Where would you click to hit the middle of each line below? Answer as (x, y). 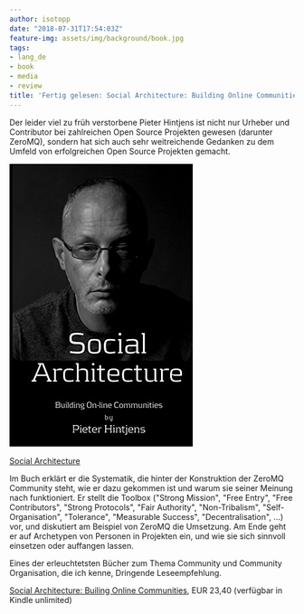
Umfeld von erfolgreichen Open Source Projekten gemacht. (120, 151)
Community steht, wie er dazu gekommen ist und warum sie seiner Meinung (152, 487)
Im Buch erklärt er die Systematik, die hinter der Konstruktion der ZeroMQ (147, 478)
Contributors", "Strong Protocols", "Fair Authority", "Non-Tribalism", (135, 507)
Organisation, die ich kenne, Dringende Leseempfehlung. (115, 572)
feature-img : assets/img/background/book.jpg (96, 38)
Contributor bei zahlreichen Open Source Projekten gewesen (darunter (141, 132)
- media (24, 77)
